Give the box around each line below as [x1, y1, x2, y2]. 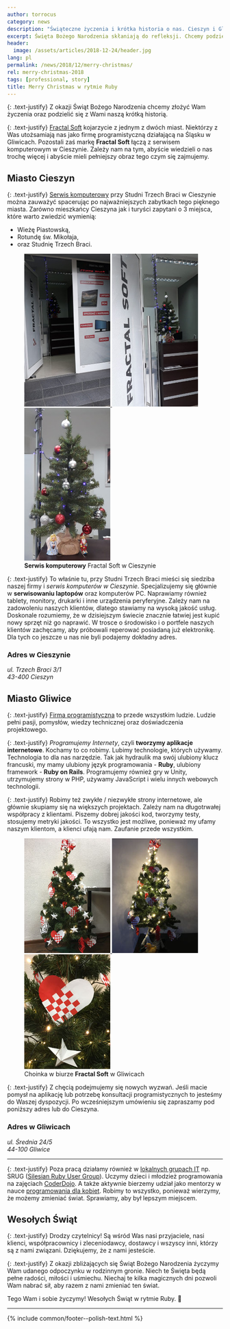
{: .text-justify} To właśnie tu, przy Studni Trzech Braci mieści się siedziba [7, 575, 215, 583]
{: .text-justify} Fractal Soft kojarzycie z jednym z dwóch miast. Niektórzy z [7, 123, 218, 131]
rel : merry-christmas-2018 [7, 68, 84, 75]
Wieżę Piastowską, [16, 226, 71, 234]
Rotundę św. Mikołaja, [16, 233, 79, 241]
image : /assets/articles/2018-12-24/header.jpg [13, 47, 152, 54]
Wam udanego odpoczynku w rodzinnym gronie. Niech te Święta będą [7, 1267, 206, 1275]
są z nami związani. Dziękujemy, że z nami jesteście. [7, 1246, 155, 1254]
